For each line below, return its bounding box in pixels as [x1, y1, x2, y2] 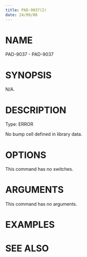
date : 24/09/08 [5, 12, 38, 17]
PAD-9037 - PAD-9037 [5, 51, 54, 57]
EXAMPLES [5, 219, 55, 231]
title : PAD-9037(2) [5, 7, 47, 13]
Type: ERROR [5, 121, 33, 127]
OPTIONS [5, 149, 47, 161]
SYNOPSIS [5, 69, 52, 81]
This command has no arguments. [5, 201, 77, 207]
